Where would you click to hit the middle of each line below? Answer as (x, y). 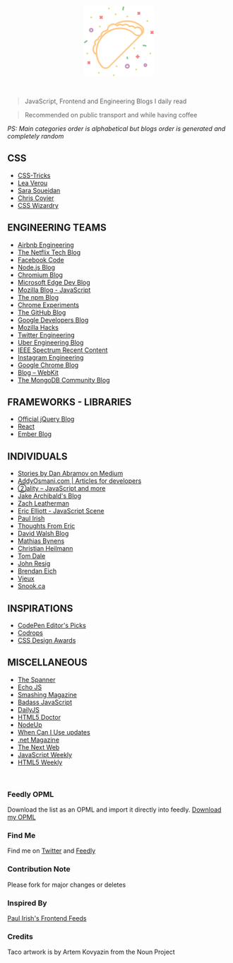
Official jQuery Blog (46, 419)
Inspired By (27, 903)
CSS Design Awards (47, 641)
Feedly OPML (31, 794)
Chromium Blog (40, 274)
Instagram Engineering (50, 357)
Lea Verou (32, 182)
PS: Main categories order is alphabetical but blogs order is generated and (116, 129)
